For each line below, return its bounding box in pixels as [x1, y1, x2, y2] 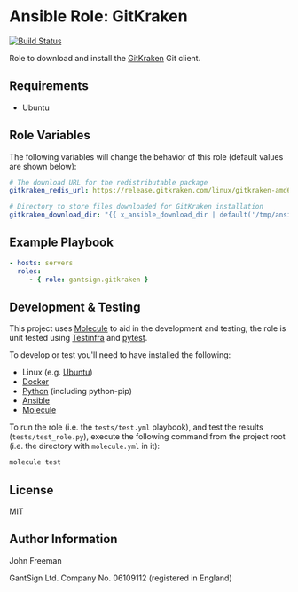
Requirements [9, 78, 89, 94]
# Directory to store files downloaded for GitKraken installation [9, 202, 264, 211]
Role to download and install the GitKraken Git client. [9, 52, 201, 63]
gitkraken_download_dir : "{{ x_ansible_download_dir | [9, 210, 216, 219]
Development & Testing [9, 299, 141, 314]
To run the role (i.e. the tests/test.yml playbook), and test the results [9, 422, 263, 432]
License [9, 482, 54, 498]
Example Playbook [9, 235, 114, 250]
